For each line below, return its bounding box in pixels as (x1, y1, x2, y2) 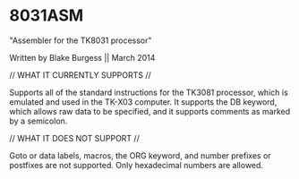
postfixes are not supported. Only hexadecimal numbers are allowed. (9, 159, 264, 170)
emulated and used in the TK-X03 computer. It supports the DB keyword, (9, 96, 278, 107)
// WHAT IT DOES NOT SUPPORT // (9, 132, 141, 143)
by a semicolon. (9, 115, 68, 126)
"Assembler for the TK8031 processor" (9, 35, 152, 46)
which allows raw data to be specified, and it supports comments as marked (9, 106, 291, 116)
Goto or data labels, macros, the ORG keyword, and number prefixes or (9, 149, 271, 161)
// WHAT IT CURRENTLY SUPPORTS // (9, 69, 151, 81)
